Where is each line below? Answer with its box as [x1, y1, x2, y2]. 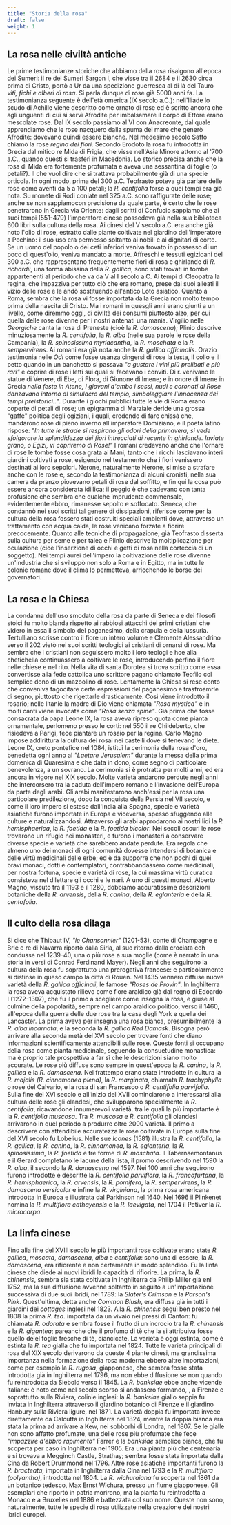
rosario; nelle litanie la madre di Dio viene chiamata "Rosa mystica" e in [7, 700, 210, 708]
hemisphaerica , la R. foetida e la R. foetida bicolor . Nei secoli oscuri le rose [7, 825, 221, 832]
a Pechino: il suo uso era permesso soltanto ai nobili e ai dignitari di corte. [7, 236, 217, 244]
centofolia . [7, 898, 38, 905]
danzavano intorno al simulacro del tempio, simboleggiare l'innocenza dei [7, 390, 219, 398]
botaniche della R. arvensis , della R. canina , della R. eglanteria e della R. [7, 890, 212, 899]
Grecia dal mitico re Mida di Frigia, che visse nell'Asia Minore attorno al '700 [7, 148, 223, 156]
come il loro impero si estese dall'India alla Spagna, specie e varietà [7, 803, 200, 810]
